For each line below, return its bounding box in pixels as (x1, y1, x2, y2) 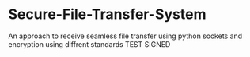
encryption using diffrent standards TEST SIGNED (8, 39, 171, 48)
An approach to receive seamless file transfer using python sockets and (8, 31, 243, 41)
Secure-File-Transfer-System (8, 5, 206, 23)
